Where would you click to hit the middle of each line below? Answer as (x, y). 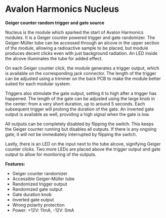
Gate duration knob (32, 194)
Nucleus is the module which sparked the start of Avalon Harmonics (74, 32)
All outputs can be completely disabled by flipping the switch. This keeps (80, 124)
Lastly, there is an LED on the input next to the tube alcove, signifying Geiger (83, 144)
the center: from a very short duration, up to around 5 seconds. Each (75, 104)
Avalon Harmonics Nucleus (62, 9)
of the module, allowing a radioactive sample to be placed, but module (77, 48)
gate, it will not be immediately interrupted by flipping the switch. (71, 134)
